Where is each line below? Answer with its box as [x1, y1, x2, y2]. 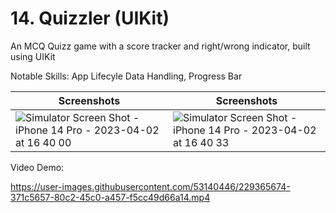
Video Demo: [10, 161, 65, 173]
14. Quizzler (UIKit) [10, 7, 170, 30]
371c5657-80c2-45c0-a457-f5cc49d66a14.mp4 [10, 191, 211, 203]
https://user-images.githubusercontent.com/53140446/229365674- [10, 180, 291, 192]
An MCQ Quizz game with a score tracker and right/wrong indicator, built [10, 40, 311, 52]
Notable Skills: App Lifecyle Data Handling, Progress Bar [10, 70, 243, 82]
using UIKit [10, 50, 56, 62]
